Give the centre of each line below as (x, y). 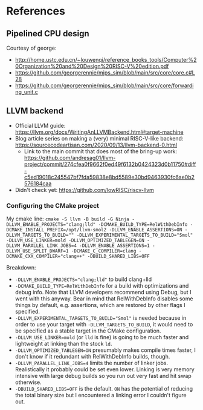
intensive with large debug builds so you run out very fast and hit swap (103, 376)
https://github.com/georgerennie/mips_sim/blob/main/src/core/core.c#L (105, 73)
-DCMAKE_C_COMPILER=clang (104, 251)
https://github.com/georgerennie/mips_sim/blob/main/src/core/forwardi (104, 85)
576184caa (38, 184)
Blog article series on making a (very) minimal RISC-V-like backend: (99, 138)
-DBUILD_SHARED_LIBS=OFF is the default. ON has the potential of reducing (104, 389)
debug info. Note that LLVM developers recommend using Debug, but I (103, 293)
